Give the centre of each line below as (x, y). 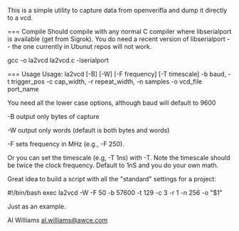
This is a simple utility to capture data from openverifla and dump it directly (117, 10)
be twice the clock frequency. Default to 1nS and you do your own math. (113, 165)
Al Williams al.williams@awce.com (58, 220)
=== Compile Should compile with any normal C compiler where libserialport (119, 32)
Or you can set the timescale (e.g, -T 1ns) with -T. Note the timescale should (119, 158)
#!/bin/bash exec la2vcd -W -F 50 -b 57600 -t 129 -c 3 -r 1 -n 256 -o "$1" (115, 193)
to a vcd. (20, 18)
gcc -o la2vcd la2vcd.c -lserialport (58, 60)
